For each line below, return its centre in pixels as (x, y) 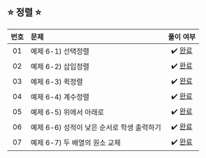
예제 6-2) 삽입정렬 (60, 67)
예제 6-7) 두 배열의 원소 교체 (75, 143)
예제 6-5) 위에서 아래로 (67, 112)
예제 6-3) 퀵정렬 (57, 82)
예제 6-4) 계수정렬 (60, 97)
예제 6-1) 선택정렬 (60, 52)
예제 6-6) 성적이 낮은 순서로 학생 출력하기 (96, 127)
